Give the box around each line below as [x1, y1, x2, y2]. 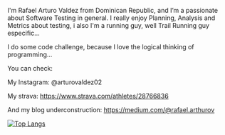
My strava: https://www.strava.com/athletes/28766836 [7, 92, 169, 100]
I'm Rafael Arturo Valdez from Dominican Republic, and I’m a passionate [7, 6, 219, 14]
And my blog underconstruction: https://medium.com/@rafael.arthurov [7, 106, 215, 114]
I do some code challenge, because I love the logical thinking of [7, 43, 194, 51]
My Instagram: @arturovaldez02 [7, 78, 102, 86]
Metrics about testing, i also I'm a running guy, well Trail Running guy [7, 21, 210, 29]
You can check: [7, 64, 53, 72]
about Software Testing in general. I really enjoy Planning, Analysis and [7, 14, 216, 22]
